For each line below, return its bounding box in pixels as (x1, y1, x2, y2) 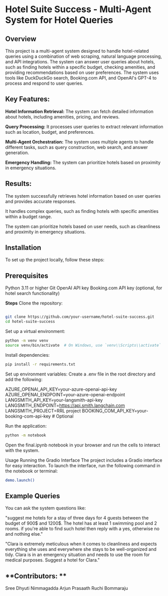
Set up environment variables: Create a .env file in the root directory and (5, 371, 155, 377)
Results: (5, 179, 32, 188)
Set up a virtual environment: (5, 328, 66, 334)
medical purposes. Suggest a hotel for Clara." (5, 557, 100, 563)
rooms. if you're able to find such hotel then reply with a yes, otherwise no (5, 526, 160, 532)
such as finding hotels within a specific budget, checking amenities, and (5, 64, 155, 70)
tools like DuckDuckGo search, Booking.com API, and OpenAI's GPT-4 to (5, 75, 157, 81)
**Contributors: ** (5, 572, 67, 580)
